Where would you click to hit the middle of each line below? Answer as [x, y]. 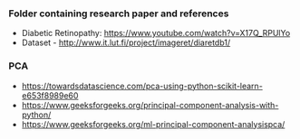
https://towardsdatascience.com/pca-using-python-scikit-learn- [142, 86]
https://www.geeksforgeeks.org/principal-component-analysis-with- [150, 105]
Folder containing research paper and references [119, 14]
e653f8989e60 [50, 95]
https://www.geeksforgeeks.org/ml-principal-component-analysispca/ [153, 124]
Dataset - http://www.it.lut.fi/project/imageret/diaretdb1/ [126, 42]
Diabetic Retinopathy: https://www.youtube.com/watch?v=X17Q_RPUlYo [156, 33]
